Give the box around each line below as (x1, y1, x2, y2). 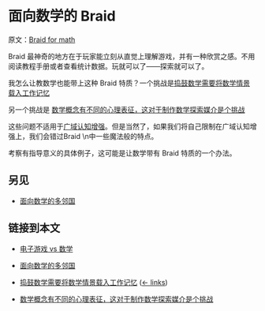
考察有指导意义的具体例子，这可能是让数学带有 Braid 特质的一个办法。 (8, 148, 237, 158)
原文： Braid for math (8, 35, 76, 44)
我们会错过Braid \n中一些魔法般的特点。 (28, 131, 159, 141)
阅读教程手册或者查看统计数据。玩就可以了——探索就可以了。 (8, 61, 209, 71)
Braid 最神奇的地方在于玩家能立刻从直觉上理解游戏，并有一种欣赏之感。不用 (8, 51, 256, 61)
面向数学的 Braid (8, 7, 116, 25)
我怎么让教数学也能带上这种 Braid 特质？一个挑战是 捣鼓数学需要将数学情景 (8, 78, 251, 88)
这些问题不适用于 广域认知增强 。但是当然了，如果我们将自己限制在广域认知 (8, 122, 250, 131)
